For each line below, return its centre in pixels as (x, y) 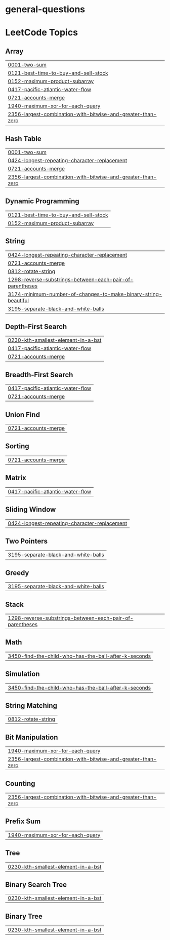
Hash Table (23, 139)
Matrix (16, 478)
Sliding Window (31, 510)
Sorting (17, 446)
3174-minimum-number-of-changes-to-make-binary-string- (85, 294)
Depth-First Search (36, 327)
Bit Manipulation (32, 737)
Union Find (23, 414)
